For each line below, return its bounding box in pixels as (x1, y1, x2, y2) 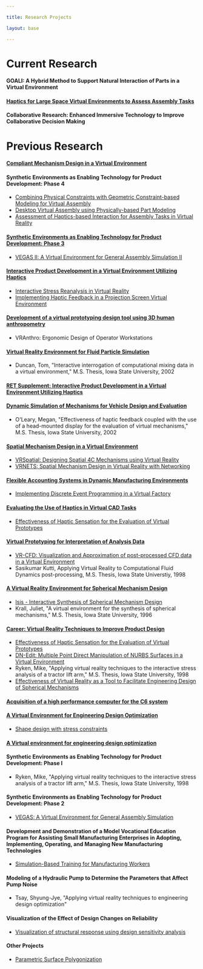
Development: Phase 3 (6, 240, 65, 247)
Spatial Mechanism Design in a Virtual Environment (6, 442, 138, 450)
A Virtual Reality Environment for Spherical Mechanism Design (6, 585, 168, 592)
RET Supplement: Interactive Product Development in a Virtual (6, 381, 167, 389)
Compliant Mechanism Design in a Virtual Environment (6, 159, 147, 167)
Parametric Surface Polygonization (15, 956, 102, 963)
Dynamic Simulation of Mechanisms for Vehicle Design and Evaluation (6, 402, 187, 409)
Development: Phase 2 (6, 800, 65, 807)
